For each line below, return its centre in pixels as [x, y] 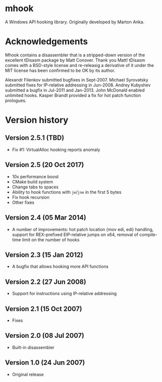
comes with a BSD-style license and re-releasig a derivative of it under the [80, 65]
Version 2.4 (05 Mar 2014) [46, 218]
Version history [37, 120]
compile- [148, 234]
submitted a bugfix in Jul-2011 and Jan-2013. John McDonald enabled [75, 90]
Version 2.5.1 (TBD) [35, 138]
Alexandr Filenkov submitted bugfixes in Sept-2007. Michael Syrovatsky [77, 80]
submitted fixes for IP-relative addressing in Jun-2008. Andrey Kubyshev [78, 85]
